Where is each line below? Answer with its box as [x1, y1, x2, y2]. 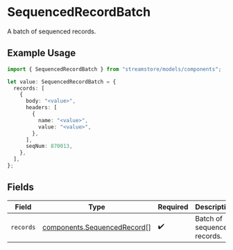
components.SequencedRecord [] [42, 222, 151, 232]
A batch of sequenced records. [7, 27, 96, 35]
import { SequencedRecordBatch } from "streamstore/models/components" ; [7, 65, 222, 73]
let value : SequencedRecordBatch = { [7, 78, 116, 85]
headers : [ [25, 104, 58, 111]
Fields [7, 181, 35, 193]
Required [157, 202, 189, 212]
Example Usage [7, 47, 76, 59]
